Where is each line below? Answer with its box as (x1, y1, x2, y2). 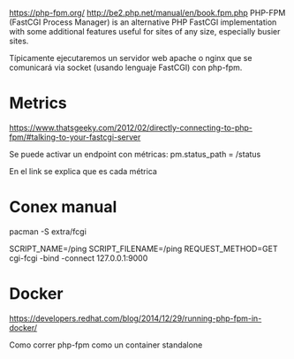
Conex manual (9, 197, 117, 218)
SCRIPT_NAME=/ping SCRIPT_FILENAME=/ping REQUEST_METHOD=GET (9, 243, 278, 254)
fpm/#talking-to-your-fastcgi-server (9, 132, 141, 142)
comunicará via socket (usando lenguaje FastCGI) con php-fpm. (9, 62, 243, 73)
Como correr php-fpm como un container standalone (9, 340, 203, 350)
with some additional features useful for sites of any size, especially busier (9, 27, 281, 36)
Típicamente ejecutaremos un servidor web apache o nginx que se (9, 53, 253, 63)
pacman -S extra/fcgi (9, 225, 87, 237)
